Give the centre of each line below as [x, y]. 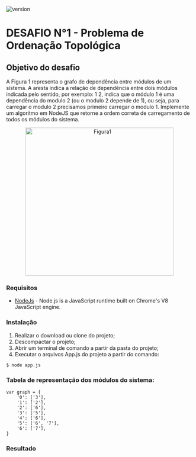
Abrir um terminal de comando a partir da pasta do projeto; [86, 348]
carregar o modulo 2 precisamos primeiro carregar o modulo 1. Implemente [98, 107]
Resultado [21, 448]
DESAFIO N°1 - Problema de [75, 33]
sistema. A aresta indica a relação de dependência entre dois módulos [92, 88]
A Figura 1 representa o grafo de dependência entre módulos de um [89, 82]
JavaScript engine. [38, 307]
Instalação [22, 323]
